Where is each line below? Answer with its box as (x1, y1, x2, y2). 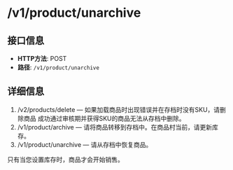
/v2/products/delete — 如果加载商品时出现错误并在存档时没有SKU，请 (17, 105, 220, 113)
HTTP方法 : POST (17, 55, 67, 62)
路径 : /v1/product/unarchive (17, 63, 100, 71)
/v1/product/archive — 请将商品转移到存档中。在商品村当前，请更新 (17, 122, 213, 131)
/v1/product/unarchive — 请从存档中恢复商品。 (17, 140, 153, 148)
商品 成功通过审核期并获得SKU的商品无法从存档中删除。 (23, 114, 185, 122)
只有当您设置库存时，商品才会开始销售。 (7, 155, 124, 164)
